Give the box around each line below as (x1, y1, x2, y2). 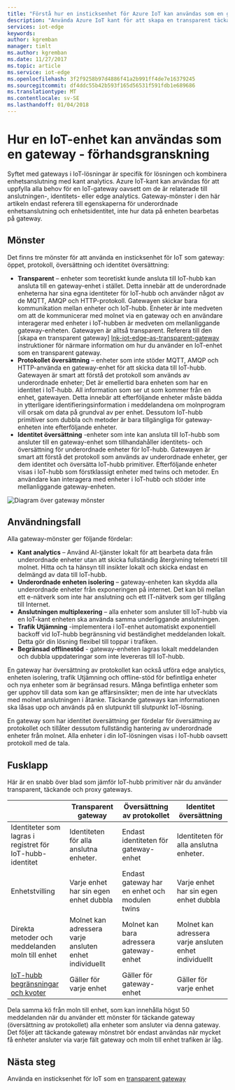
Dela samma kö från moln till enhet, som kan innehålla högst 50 (7, 1006, 190, 1014)
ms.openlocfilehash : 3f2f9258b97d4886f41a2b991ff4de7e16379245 (7, 75, 196, 83)
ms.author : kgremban (7, 50, 68, 57)
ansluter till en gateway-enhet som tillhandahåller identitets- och (17, 438, 203, 446)
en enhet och (122, 886, 166, 896)
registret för (10, 840, 50, 850)
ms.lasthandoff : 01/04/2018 (7, 102, 90, 109)
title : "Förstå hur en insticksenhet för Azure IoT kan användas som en (7, 10, 224, 18)
